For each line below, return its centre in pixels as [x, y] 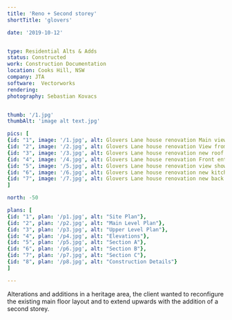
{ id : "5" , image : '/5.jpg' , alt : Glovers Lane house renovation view [109, 166]
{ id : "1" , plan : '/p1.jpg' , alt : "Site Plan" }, [77, 216]
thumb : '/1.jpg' [30, 115]
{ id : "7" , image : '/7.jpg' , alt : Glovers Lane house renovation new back [116, 179]
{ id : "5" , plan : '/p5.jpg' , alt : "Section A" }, [77, 242]
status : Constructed [37, 57]
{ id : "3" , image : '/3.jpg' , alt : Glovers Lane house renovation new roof [116, 153]
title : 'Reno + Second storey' [52, 14]
